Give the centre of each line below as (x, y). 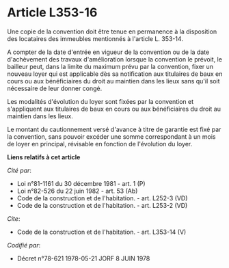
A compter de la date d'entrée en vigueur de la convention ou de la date (108, 52)
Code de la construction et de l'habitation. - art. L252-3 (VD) (102, 198)
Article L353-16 (52, 13)
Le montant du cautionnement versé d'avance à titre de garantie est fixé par (114, 129)
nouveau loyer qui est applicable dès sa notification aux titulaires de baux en (115, 74)
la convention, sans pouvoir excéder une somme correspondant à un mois (111, 136)
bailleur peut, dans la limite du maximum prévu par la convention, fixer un (110, 66)
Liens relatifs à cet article (44, 157)
